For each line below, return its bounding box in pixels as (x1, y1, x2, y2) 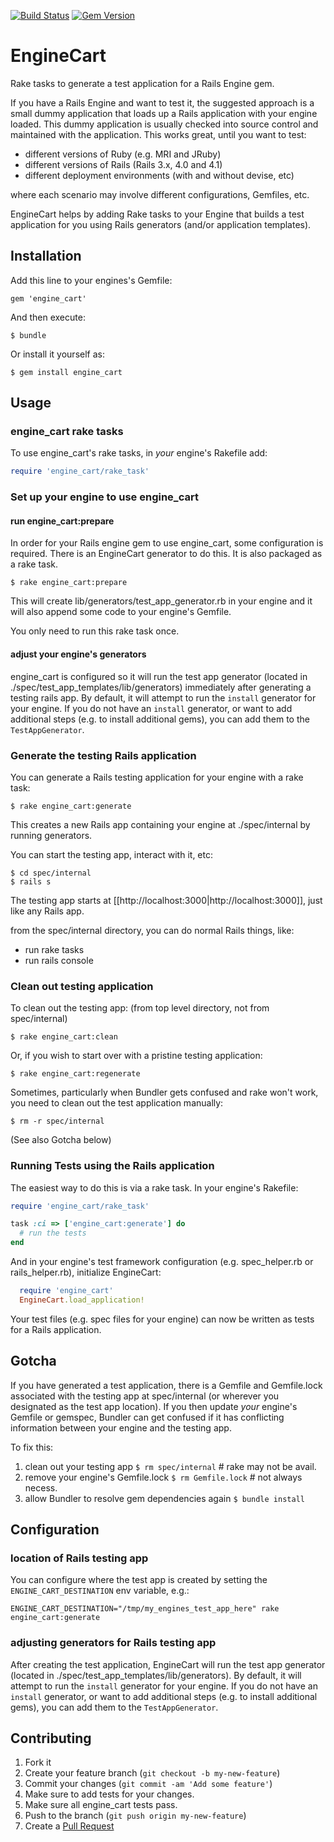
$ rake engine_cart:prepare (10, 578, 128, 588)
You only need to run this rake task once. (10, 625, 180, 637)
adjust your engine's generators (10, 648, 147, 660)
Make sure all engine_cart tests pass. (24, 1799, 178, 1811)
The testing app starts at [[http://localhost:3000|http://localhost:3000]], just (10, 894, 323, 906)
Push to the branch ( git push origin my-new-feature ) (24, 1810, 247, 1822)
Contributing (10, 1730, 92, 1747)
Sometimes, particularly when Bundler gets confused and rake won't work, (10, 1086, 319, 1099)
